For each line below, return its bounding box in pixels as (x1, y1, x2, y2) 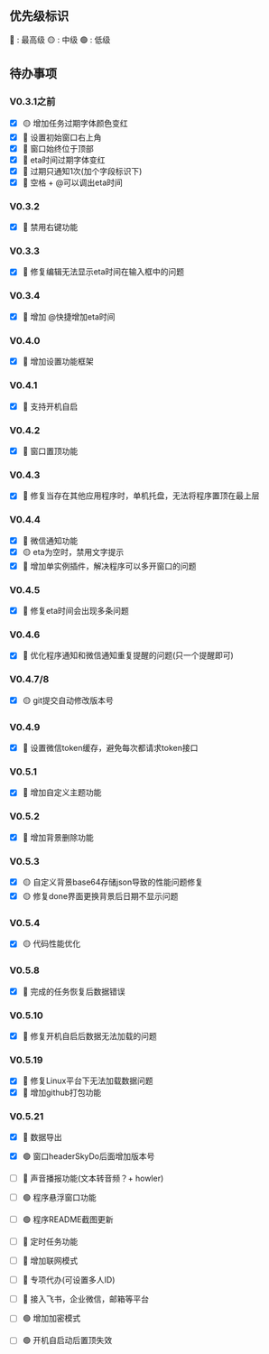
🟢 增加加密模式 (22, 1312, 81, 1324)
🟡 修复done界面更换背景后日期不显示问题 (22, 891, 179, 902)
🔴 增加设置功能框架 (22, 356, 94, 367)
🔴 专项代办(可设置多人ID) (22, 1275, 116, 1285)
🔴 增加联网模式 (22, 1256, 79, 1266)
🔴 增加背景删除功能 (22, 831, 94, 842)
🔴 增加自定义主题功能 (22, 787, 102, 798)
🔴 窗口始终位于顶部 (22, 143, 94, 153)
